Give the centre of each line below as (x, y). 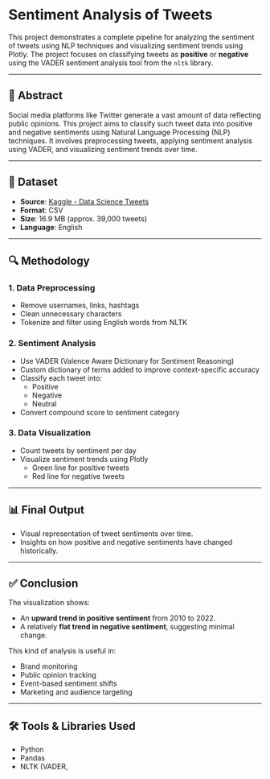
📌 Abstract (35, 95)
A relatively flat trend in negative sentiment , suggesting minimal (127, 627)
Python (32, 749)
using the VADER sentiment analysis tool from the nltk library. (111, 63)
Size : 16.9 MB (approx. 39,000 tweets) (84, 218)
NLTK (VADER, (44, 767)
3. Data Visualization (49, 433)
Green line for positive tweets (81, 468)
